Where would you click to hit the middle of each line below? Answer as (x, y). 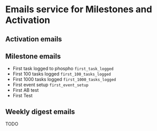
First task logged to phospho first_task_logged (63, 69)
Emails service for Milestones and (79, 9)
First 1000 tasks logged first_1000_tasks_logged (64, 80)
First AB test (26, 90)
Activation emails (34, 39)
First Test (23, 96)
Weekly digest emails (40, 111)
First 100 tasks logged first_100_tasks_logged (62, 74)
